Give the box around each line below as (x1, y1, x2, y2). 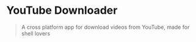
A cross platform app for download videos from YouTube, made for (21, 23, 190, 31)
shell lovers (21, 29, 51, 37)
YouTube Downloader (6, 4, 118, 17)
